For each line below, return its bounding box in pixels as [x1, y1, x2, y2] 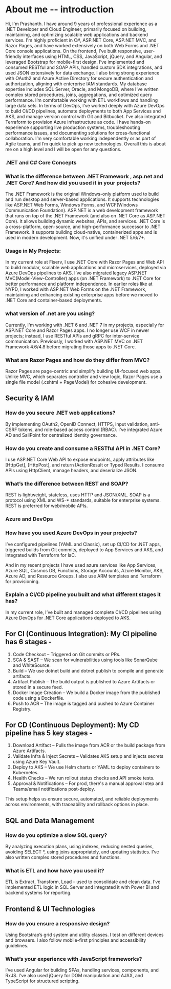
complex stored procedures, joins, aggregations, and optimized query [5, 91, 153, 98]
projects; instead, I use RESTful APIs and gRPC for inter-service [5, 332, 140, 339]
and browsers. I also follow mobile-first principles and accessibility [5, 937, 146, 943]
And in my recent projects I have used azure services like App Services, [5, 562, 157, 568]
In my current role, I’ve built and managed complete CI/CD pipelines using [5, 609, 161, 615]
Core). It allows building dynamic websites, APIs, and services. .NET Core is [5, 218, 165, 225]
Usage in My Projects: [5, 248, 61, 255]
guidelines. [5, 943, 29, 949]
